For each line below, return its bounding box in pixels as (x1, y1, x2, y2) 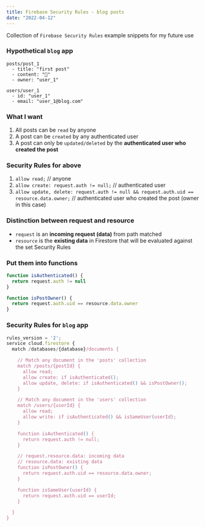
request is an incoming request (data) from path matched (15, 230, 162, 238)
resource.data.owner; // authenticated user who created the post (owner (15, 194, 199, 202)
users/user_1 (6, 87, 40, 94)
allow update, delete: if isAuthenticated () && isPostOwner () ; (22, 380, 188, 386)
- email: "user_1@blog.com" (12, 98, 84, 104)
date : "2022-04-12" (6, 15, 56, 21)
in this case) (15, 201, 47, 208)
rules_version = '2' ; (6, 335, 62, 341)
